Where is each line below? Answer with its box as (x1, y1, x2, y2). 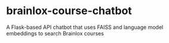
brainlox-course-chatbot (6, 4, 133, 18)
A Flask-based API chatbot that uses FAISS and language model (6, 24, 164, 31)
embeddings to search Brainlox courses (6, 29, 105, 37)
